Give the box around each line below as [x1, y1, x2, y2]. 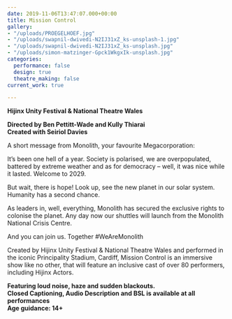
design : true [13, 68, 52, 75]
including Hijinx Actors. [7, 268, 74, 276]
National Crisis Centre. [7, 219, 72, 228]
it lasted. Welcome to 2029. [7, 170, 87, 178]
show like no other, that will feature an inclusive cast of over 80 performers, [7, 261, 225, 269]
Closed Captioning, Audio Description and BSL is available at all [7, 289, 196, 297]
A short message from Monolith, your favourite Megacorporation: [7, 141, 196, 150]
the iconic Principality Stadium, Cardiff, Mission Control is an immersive [7, 253, 213, 262]
